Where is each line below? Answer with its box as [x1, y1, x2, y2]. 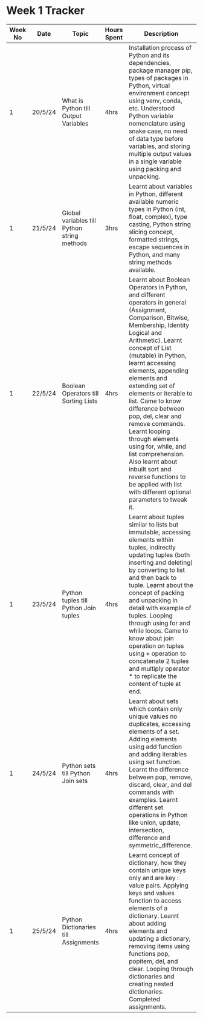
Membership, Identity [129, 321, 190, 329]
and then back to [129, 573, 177, 582]
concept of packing [129, 588, 184, 597]
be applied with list [129, 480, 182, 488]
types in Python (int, [129, 204, 186, 213]
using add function [129, 742, 182, 751]
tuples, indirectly [129, 543, 176, 551]
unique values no [129, 712, 178, 721]
